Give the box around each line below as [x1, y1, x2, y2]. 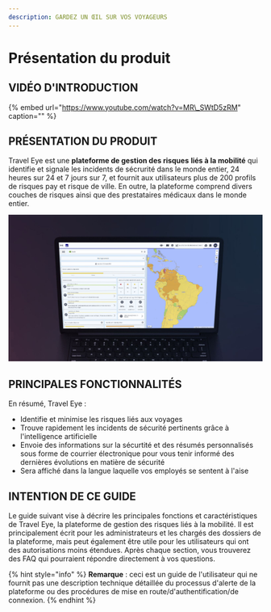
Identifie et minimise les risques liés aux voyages [19, 415, 183, 424]
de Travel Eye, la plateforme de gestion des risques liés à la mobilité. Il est [8, 519, 254, 529]
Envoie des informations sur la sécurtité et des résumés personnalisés [19, 441, 254, 450]
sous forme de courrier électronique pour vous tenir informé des [19, 449, 235, 458]
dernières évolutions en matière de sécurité [19, 458, 165, 467]
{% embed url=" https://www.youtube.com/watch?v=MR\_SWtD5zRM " [8, 102, 242, 112]
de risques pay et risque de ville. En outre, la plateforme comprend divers [8, 182, 252, 192]
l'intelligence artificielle [19, 432, 98, 441]
